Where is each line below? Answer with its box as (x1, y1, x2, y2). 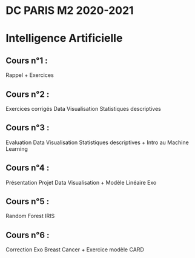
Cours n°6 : (5, 230, 50, 240)
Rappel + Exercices (5, 71, 54, 79)
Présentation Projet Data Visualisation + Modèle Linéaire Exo (5, 179, 157, 186)
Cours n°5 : (5, 196, 50, 207)
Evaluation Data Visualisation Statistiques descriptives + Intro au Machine (5, 139, 189, 146)
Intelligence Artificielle (5, 31, 123, 45)
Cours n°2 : (5, 89, 50, 99)
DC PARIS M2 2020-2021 (5, 4, 134, 18)
